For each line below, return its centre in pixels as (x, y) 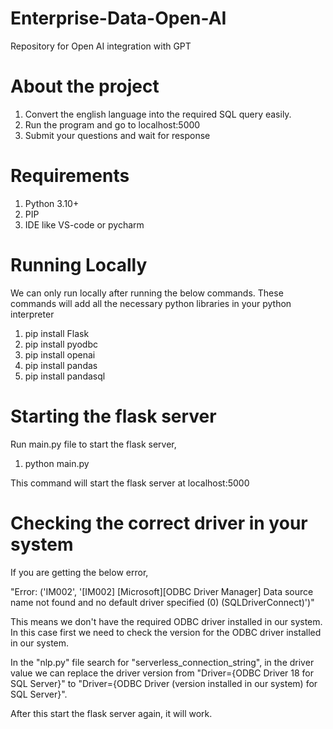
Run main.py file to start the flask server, (93, 444)
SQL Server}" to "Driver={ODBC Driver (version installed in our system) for (164, 683)
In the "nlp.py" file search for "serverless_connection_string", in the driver (162, 662)
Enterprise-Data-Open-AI (118, 18)
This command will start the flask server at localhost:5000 (130, 483)
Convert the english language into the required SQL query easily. (158, 114)
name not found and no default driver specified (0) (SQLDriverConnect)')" (162, 602)
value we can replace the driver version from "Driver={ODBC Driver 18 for (162, 673)
